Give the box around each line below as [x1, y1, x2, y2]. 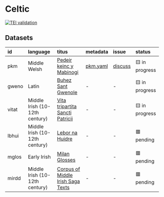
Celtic [5, 3, 30, 15]
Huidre [57, 135, 73, 142]
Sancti [57, 109, 72, 116]
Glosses [57, 156, 76, 163]
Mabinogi [57, 68, 79, 75]
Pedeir [57, 56, 72, 63]
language [28, 48, 50, 55]
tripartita [57, 103, 77, 109]
